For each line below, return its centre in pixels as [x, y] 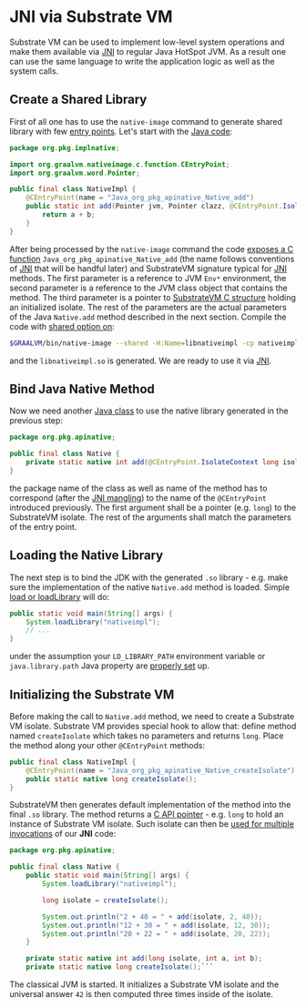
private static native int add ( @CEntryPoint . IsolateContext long [153, 463]
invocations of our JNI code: [63, 834]
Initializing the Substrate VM [92, 694]
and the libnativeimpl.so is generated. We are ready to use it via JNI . [140, 361]
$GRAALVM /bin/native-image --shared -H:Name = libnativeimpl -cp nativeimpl [154, 343]
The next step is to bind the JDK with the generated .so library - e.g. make [149, 577]
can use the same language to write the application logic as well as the [142, 61]
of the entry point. [43, 526]
